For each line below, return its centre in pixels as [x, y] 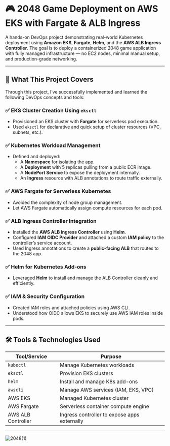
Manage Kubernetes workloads [97, 365]
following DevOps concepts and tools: [45, 97]
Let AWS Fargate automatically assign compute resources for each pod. [88, 207]
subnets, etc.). [28, 132]
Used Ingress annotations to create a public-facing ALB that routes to [86, 248]
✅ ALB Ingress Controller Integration [51, 221]
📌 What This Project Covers [49, 80]
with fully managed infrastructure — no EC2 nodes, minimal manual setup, [83, 53]
